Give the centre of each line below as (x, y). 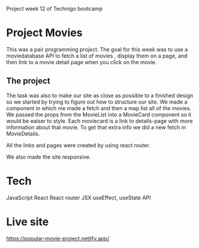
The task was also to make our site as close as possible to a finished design (100, 95)
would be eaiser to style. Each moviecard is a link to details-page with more (99, 121)
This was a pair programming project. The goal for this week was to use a (97, 49)
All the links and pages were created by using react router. (78, 145)
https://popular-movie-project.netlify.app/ (58, 238)
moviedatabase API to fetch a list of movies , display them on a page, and (97, 56)
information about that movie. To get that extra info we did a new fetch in (96, 127)
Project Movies (44, 33)
